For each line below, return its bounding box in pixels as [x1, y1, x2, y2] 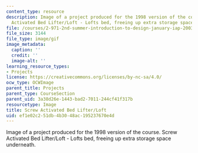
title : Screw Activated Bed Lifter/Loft [6, 107, 107, 113]
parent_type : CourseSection [6, 91, 75, 97]
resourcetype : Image [6, 101, 57, 108]
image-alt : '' [11, 58, 46, 64]
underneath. [6, 141, 37, 148]
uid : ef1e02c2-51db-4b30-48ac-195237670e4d [6, 112, 115, 118]
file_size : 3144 [6, 31, 46, 36]
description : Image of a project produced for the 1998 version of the [6, 14, 186, 20]
